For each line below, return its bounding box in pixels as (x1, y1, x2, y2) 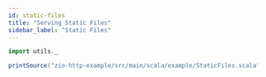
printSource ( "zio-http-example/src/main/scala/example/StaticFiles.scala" (8, 62, 260, 70)
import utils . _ (8, 48, 59, 56)
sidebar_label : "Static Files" (8, 26, 112, 34)
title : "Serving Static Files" (8, 19, 112, 27)
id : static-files (8, 11, 66, 20)
